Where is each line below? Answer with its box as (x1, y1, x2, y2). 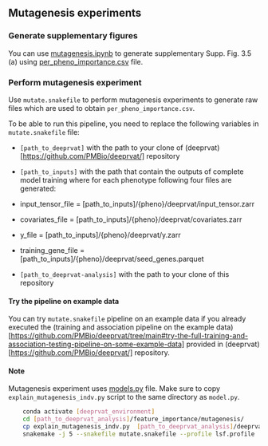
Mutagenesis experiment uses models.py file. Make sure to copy (8, 384, 221, 393)
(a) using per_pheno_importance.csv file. (8, 57, 144, 66)
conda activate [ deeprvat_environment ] (22, 408, 156, 416)
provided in (186, 339, 223, 349)
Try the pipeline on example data (8, 296, 120, 306)
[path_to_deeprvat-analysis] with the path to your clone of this (19, 269, 230, 278)
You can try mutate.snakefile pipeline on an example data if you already (8, 314, 246, 324)
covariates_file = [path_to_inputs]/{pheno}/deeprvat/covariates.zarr (19, 215, 242, 224)
